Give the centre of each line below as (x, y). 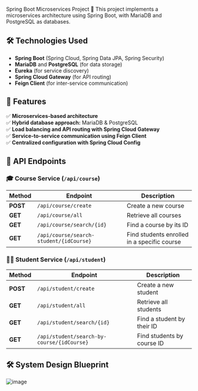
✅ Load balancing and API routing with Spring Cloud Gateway (83, 129)
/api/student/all (62, 305)
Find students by (160, 336)
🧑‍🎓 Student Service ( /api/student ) (56, 259)
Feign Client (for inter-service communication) (71, 83)
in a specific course (154, 242)
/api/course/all (60, 216)
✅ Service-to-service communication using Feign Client (76, 136)
